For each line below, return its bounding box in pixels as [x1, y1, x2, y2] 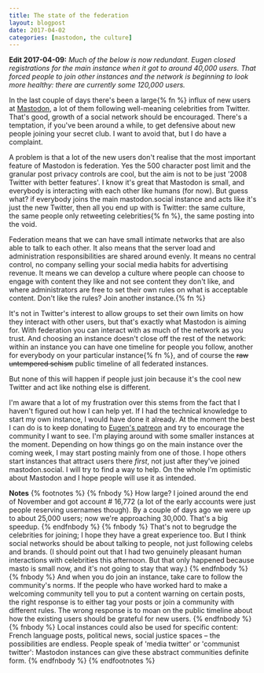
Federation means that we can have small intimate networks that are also [9, 235, 245, 244]
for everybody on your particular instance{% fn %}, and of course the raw [9, 351, 249, 360]
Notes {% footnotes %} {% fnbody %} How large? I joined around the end [9, 489, 248, 498]
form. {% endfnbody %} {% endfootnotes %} [9, 656, 156, 666]
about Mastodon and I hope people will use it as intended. [9, 474, 196, 483]
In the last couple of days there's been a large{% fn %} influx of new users [9, 95, 251, 105]
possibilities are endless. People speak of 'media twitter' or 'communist [9, 639, 240, 649]
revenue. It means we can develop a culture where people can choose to [9, 269, 245, 278]
